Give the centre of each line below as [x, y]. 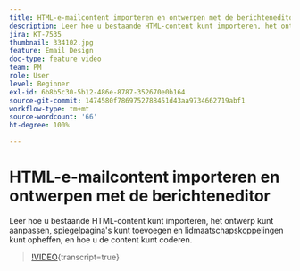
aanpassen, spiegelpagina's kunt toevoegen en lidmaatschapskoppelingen [146, 230]
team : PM [25, 68]
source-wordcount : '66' [54, 117]
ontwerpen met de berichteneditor [140, 196]
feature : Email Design [51, 51]
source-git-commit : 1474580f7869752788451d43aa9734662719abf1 [127, 100]
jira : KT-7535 [36, 34]
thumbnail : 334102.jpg [51, 42]
